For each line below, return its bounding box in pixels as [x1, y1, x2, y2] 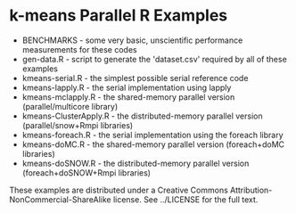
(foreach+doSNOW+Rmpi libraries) [21, 167, 152, 178]
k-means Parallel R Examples [9, 5, 228, 26]
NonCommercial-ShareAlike [9, 193, 111, 205]
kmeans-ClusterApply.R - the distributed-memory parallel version [21, 111, 263, 121]
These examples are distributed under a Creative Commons [9, 184, 229, 195]
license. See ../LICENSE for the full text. [112, 193, 259, 205]
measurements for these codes [21, 44, 137, 54]
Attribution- [230, 184, 273, 195]
